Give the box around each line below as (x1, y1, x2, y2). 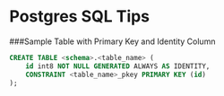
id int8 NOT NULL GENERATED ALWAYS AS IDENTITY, (25, 61, 211, 71)
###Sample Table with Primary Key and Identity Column (9, 36, 216, 47)
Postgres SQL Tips (9, 6, 151, 27)
